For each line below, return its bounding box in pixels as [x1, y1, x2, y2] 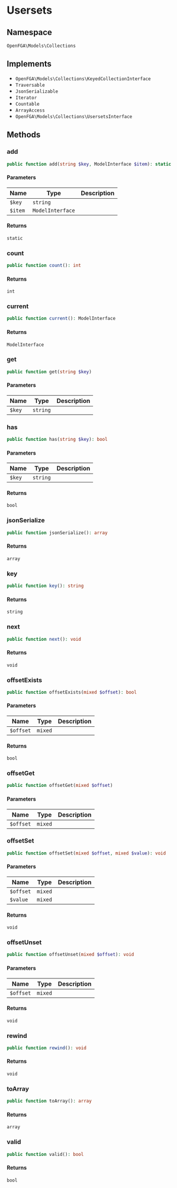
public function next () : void [7, 636, 82, 642]
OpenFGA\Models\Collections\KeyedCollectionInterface [15, 75, 151, 82]
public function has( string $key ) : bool [7, 437, 108, 443]
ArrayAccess [15, 107, 45, 113]
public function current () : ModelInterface [7, 316, 116, 322]
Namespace [7, 27, 53, 37]
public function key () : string [7, 583, 84, 589]
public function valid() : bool [7, 1151, 84, 1157]
